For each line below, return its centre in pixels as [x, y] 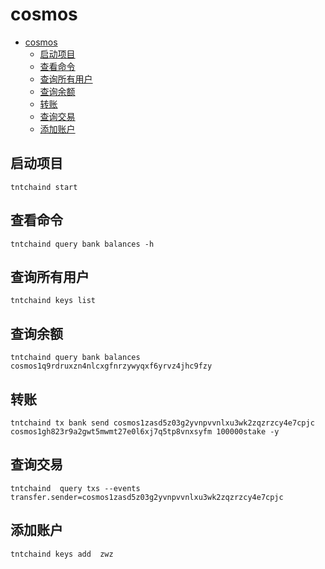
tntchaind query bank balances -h [82, 244]
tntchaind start [44, 187]
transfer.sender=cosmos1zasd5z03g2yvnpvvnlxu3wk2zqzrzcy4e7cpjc [147, 497]
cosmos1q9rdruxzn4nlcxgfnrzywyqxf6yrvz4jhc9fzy [111, 366]
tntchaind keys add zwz [62, 554]
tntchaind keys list [53, 301]
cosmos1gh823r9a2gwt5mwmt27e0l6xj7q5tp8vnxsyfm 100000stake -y [145, 432]
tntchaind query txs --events [75, 488]
